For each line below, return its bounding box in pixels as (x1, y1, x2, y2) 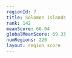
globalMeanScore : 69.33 (6, 31, 67, 37)
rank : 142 (6, 20, 31, 26)
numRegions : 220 (6, 37, 47, 43)
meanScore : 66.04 (6, 25, 50, 32)
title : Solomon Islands (6, 14, 67, 21)
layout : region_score (6, 43, 61, 49)
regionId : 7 (6, 8, 36, 15)
